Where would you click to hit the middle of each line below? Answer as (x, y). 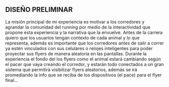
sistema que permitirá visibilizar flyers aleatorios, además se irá (71, 69)
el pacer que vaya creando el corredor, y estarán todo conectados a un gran (84, 64)
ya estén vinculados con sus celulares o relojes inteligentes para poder (79, 48)
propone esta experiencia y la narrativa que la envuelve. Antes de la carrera (84, 32)
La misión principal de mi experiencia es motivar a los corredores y (75, 21)
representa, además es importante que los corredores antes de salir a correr (85, 43)
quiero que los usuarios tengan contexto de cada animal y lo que (72, 37)
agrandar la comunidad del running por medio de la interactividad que (78, 27)
